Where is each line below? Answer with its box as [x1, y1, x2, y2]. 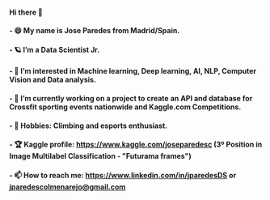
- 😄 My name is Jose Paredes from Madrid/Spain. [9, 26, 180, 36]
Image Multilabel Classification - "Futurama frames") [9, 151, 192, 161]
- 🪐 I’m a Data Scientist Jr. [9, 45, 100, 54]
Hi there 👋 [9, 7, 43, 17]
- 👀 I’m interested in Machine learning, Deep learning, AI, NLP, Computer [9, 66, 257, 76]
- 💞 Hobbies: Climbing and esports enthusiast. [9, 121, 168, 130]
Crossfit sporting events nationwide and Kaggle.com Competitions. [9, 102, 242, 112]
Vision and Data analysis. [9, 74, 96, 85]
